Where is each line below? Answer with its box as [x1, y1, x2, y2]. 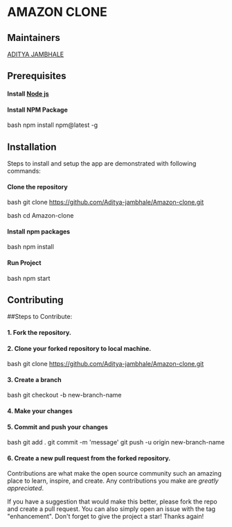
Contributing [7, 294, 64, 306]
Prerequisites [7, 70, 66, 82]
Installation [7, 141, 57, 153]
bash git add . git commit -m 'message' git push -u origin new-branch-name [7, 438, 225, 447]
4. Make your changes [7, 407, 73, 415]
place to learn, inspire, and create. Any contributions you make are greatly [7, 476, 219, 485]
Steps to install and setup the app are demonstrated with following [7, 159, 197, 167]
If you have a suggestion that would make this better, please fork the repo [7, 497, 217, 506]
